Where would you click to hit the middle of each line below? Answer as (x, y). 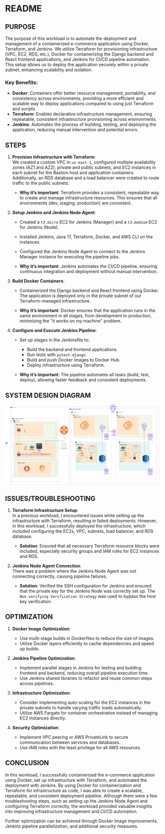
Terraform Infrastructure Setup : (45, 510)
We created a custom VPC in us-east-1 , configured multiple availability (84, 162)
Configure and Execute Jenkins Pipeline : (55, 331)
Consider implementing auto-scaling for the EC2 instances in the (85, 702)
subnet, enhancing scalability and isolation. (49, 70)
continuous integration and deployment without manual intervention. (89, 272)
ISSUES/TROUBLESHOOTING (50, 498)
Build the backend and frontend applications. (72, 350)
